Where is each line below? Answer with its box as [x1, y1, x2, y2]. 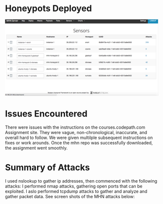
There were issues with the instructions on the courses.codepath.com [5, 124, 145, 130]
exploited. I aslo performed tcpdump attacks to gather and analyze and [5, 188, 147, 194]
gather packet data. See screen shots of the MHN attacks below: [5, 193, 135, 199]
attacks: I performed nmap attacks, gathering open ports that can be [5, 183, 143, 189]
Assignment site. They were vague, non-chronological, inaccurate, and [5, 129, 147, 135]
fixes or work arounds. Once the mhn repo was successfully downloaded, [5, 139, 153, 146]
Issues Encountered [5, 108, 88, 119]
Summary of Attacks [5, 162, 90, 173]
